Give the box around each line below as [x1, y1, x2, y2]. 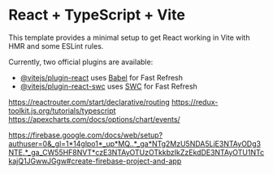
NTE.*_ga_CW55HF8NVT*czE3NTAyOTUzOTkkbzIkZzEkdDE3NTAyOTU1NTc [8, 147, 265, 157]
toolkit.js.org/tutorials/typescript [8, 106, 116, 115]
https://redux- [171, 97, 219, 107]
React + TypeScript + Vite [8, 6, 185, 24]
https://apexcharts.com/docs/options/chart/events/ [8, 114, 180, 124]
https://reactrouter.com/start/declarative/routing [8, 97, 171, 107]
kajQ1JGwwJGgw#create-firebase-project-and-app [8, 156, 182, 166]
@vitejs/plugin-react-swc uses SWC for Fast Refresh [19, 81, 197, 91]
